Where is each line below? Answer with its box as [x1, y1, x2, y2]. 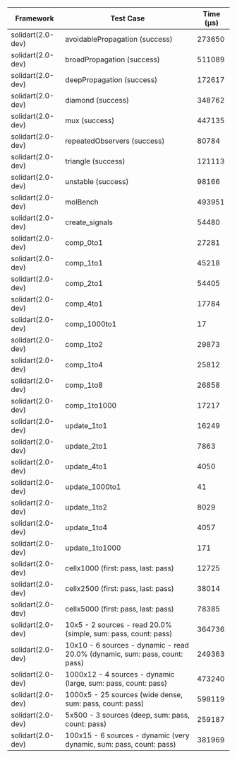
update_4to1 [65, 461, 108, 471]
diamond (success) [65, 96, 129, 105]
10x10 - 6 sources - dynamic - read [65, 641, 189, 650]
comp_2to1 [65, 279, 104, 288]
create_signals [65, 217, 114, 227]
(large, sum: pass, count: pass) [65, 679, 168, 688]
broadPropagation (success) [65, 54, 160, 64]
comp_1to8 [65, 380, 104, 390]
